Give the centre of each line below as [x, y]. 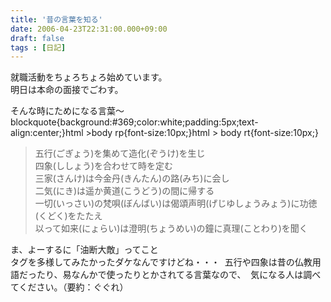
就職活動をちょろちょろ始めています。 [89, 77]
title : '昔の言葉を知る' [56, 19]
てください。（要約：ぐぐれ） [69, 287]
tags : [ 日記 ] [38, 47]
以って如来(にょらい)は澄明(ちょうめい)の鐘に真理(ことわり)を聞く [171, 228]
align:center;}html [47, 133]
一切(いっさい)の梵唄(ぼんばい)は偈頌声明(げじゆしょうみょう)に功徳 [176, 203]
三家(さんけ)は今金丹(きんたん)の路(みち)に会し [132, 178]
